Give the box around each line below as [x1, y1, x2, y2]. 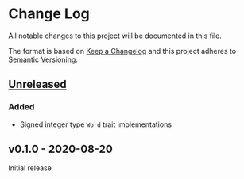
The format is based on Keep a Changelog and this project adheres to [8, 46, 237, 55]
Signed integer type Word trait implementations [19, 120, 172, 129]
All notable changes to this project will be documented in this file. [8, 31, 223, 40]
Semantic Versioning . [8, 55, 78, 64]
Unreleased [8, 78, 68, 91]
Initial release [8, 163, 52, 173]
